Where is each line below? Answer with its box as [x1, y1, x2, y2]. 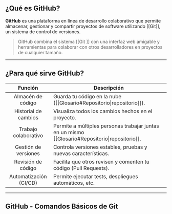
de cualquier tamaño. [17, 49, 63, 55]
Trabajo [18, 125, 37, 133]
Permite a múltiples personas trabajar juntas [53, 122, 160, 130]
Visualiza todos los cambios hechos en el [53, 108, 153, 115]
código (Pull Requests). [53, 164, 110, 172]
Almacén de [13, 93, 42, 100]
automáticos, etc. [53, 179, 95, 186]
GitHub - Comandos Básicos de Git [5, 202, 119, 211]
